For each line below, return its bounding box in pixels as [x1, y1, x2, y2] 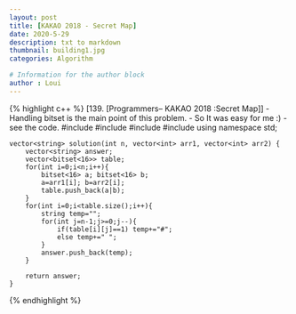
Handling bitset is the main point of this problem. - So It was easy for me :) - [9, 112, 287, 123]
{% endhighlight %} [9, 294, 82, 305]
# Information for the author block [9, 70, 145, 80]
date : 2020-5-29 [9, 29, 69, 38]
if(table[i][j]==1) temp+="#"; [56, 224, 173, 234]
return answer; [25, 271, 82, 280]
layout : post [9, 12, 58, 22]
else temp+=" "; [56, 232, 117, 241]
